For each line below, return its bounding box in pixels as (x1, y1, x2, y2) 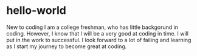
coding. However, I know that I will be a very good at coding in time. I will (6, 30, 188, 37)
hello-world (6, 4, 67, 17)
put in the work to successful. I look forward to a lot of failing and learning (6, 36, 192, 43)
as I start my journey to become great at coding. (6, 43, 127, 50)
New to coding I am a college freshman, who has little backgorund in (6, 23, 178, 31)
